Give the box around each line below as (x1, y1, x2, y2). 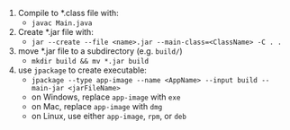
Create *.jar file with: (17, 27, 95, 37)
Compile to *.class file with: (17, 8, 119, 18)
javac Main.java (31, 19, 93, 28)
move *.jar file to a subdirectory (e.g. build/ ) (17, 46, 183, 56)
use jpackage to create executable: (17, 65, 147, 75)
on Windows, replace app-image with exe (31, 91, 181, 102)
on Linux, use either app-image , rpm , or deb (31, 111, 187, 121)
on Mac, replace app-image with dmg (31, 101, 163, 111)
